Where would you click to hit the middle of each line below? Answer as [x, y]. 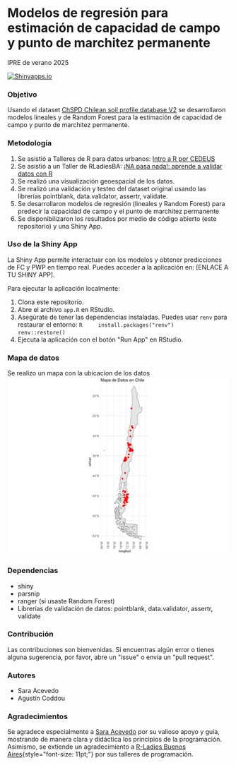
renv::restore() [41, 332]
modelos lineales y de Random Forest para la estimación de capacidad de [115, 117]
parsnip [29, 594]
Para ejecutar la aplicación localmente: [64, 288]
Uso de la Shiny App [42, 244]
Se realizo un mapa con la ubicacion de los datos [79, 373]
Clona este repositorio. [51, 302]
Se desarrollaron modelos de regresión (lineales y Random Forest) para [121, 203]
